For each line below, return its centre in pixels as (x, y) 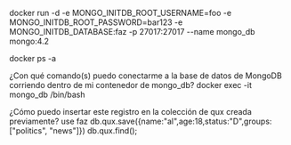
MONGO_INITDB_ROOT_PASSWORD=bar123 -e (96, 22)
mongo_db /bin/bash (47, 94)
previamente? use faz (49, 121)
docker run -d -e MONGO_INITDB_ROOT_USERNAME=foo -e (121, 13)
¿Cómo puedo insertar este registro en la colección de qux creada (130, 112)
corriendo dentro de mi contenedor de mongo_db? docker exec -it (130, 85)
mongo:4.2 (29, 41)
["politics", (28, 131)
